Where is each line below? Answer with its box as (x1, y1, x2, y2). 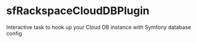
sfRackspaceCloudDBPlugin (6, 4, 150, 18)
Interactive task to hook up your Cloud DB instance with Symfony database (6, 24, 192, 31)
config (6, 29, 22, 37)
